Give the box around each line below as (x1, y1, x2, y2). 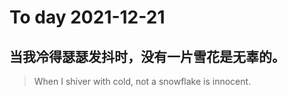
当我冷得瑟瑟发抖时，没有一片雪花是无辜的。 (9, 48, 286, 65)
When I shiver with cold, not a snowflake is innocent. (33, 76, 252, 87)
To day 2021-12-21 (9, 6, 166, 29)
